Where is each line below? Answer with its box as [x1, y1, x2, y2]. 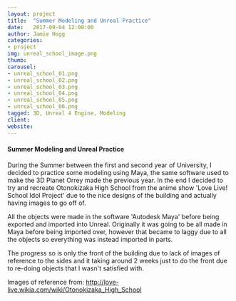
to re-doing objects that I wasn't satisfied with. [7, 264, 145, 273]
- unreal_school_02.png [7, 76, 78, 84]
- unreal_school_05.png [7, 97, 78, 104]
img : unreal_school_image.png [7, 51, 98, 58]
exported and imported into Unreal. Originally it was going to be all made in [7, 220, 228, 228]
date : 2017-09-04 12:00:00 [7, 23, 94, 31]
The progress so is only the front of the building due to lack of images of [7, 248, 220, 257]
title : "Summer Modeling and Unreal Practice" [7, 17, 152, 24]
